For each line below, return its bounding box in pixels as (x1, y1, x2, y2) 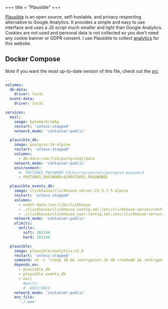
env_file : (14, 295, 35, 300)
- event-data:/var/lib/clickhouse (18, 202, 91, 207)
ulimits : (14, 221, 32, 226)
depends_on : (14, 262, 39, 268)
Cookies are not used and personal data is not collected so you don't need (5, 30, 159, 35)
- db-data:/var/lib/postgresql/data (18, 156, 95, 161)
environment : (14, 165, 41, 170)
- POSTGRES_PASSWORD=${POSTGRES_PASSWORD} (18, 175, 108, 180)
